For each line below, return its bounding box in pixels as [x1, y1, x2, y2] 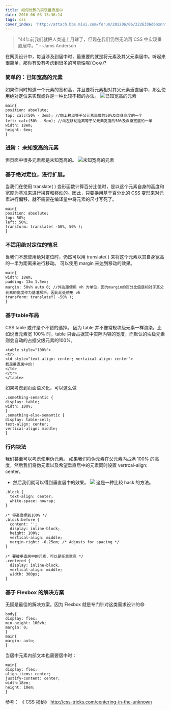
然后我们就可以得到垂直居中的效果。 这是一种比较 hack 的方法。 [12, 480, 154, 486]
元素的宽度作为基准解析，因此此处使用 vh [5, 290, 80, 296]
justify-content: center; [5, 676, 60, 681]
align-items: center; [5, 671, 51, 677]
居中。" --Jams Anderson [22, 43, 76, 49]
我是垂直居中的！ [5, 361, 36, 367]
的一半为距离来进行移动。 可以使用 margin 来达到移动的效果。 [5, 260, 135, 267]
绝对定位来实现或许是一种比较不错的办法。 [9, 93, 99, 99]
